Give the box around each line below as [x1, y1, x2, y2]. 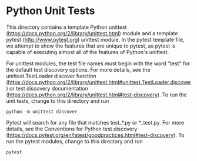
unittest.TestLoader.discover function [6, 72, 97, 79]
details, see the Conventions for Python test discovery [6, 125, 138, 132]
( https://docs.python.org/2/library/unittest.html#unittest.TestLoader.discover [6, 78, 191, 86]
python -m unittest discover [6, 109, 78, 115]
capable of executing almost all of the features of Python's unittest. [6, 48, 169, 55]
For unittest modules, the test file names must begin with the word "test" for [6, 60, 190, 67]
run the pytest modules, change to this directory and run [6, 137, 143, 145]
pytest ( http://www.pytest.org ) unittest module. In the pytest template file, [6, 36, 185, 43]
